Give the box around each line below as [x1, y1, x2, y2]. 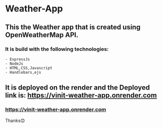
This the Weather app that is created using [5, 23, 141, 31]
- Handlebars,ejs [5, 70, 41, 75]
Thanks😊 [5, 118, 25, 124]
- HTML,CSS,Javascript [5, 65, 52, 70]
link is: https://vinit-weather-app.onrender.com [5, 91, 157, 100]
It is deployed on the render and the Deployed [5, 83, 150, 92]
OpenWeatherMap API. [5, 30, 78, 39]
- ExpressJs [5, 57, 30, 62]
